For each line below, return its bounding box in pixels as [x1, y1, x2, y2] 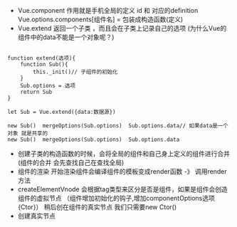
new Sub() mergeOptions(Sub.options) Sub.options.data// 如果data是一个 [7, 122, 229, 130]
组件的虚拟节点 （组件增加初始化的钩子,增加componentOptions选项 [17, 194, 215, 202]
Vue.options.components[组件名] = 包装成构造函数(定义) [17, 15, 184, 23]
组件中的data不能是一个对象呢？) [17, 33, 115, 41]
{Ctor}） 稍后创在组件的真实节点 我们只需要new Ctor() [17, 203, 177, 211]
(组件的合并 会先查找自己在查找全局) [17, 159, 125, 167]
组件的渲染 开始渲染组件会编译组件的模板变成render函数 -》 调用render [17, 167, 228, 176]
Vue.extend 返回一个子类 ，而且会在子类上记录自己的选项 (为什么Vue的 [17, 24, 227, 32]
